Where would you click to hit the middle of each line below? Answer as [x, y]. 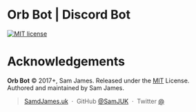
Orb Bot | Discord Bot [69, 15]
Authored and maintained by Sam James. [66, 88]
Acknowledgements [66, 61]
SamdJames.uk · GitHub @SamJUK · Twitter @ [94, 101]
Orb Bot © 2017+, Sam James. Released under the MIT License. [98, 80]
